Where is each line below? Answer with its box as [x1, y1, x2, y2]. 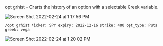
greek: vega [5, 27, 30, 32]
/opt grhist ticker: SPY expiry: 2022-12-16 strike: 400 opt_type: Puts [5, 23, 158, 28]
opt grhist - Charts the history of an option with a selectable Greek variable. [5, 4, 159, 10]
